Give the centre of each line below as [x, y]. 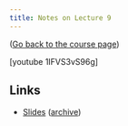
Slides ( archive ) [52, 112]
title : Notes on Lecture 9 [60, 18]
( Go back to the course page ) [64, 44]
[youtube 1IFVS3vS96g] [54, 61]
